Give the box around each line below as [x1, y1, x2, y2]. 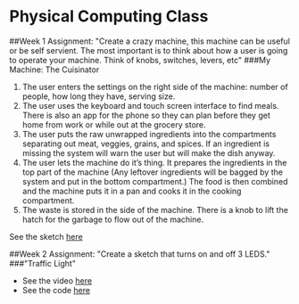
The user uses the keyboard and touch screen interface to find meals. [21, 100, 279, 111]
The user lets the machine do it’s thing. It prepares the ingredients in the [21, 157, 287, 168]
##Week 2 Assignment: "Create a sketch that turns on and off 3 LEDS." [9, 248, 270, 259]
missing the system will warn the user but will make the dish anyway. [21, 147, 276, 158]
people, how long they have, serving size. [21, 91, 176, 102]
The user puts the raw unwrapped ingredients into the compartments [21, 128, 277, 139]
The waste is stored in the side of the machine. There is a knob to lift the [21, 204, 288, 215]
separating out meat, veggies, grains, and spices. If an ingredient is [21, 138, 270, 149]
